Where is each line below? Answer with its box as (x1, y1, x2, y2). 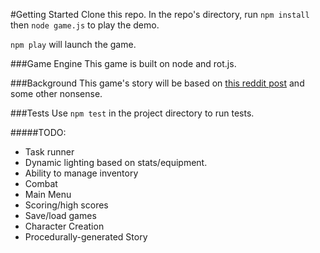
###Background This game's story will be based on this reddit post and (10, 77, 305, 89)
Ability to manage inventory (24, 167, 139, 179)
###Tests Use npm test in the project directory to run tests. (10, 107, 255, 119)
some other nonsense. (10, 88, 103, 99)
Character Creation (24, 220, 105, 232)
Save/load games (24, 210, 97, 221)
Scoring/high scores (24, 199, 109, 211)
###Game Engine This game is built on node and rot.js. (10, 58, 237, 69)
